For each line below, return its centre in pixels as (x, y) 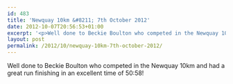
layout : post (26, 40)
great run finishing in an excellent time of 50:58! (76, 73)
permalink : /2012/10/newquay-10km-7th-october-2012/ (85, 46)
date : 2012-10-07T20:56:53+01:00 (55, 26)
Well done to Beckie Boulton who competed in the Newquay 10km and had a (116, 66)
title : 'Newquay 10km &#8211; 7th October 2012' (79, 20)
